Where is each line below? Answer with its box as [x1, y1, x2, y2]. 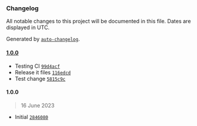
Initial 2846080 [14, 113, 49, 120]
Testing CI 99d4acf [14, 62, 61, 70]
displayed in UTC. [6, 24, 50, 31]
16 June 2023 [20, 102, 55, 109]
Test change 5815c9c [14, 75, 66, 82]
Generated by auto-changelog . [6, 36, 80, 43]
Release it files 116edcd [14, 68, 71, 75]
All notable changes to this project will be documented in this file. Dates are [6, 18, 192, 25]
